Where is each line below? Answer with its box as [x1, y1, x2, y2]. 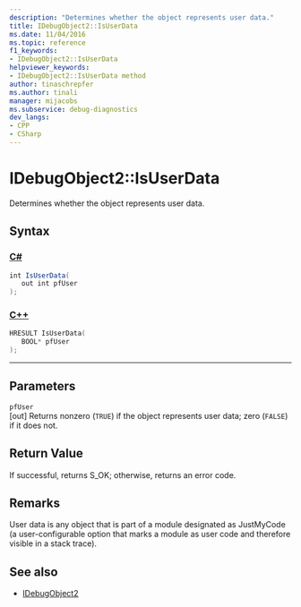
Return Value [9, 446, 83, 461]
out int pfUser [21, 279, 78, 288]
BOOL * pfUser [21, 338, 70, 346]
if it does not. [9, 420, 58, 431]
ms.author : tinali [9, 88, 78, 97]
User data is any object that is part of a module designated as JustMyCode [9, 519, 287, 530]
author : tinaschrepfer [9, 80, 94, 89]
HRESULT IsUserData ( [9, 329, 87, 338]
